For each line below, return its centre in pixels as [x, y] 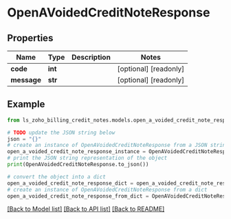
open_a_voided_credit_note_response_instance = [77, 152]
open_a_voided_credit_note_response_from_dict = [78, 196]
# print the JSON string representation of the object [87, 158]
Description [91, 57]
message [26, 80]
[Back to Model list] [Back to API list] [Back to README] [86, 209]
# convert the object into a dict [57, 176]
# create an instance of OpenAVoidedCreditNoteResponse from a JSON [107, 146]
